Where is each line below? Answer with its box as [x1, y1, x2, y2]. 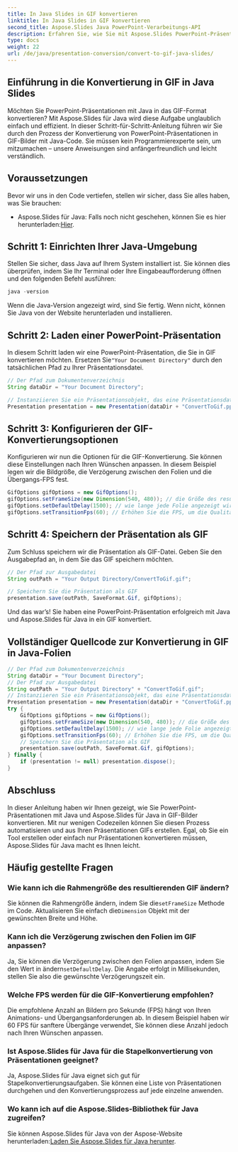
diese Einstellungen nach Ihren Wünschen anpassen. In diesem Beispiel [7, 460, 217, 469]
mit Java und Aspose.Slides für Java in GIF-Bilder [52, 811, 198, 819]
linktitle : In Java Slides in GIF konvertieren [7, 17, 151, 24]
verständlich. [7, 151, 45, 160]
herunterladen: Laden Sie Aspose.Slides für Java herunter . [7, 1136, 176, 1145]
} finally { [7, 751, 42, 759]
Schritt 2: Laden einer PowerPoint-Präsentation [7, 329, 221, 341]
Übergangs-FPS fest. [7, 475, 69, 484]
